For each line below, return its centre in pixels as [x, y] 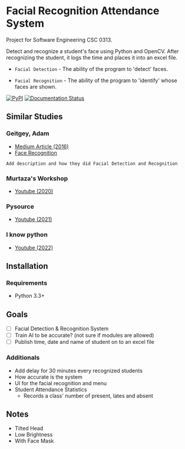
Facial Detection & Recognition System [62, 328]
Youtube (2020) [34, 191]
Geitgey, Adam [28, 134]
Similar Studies [34, 117]
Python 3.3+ [30, 296]
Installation [27, 266]
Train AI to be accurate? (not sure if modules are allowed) [84, 336]
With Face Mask [34, 441]
